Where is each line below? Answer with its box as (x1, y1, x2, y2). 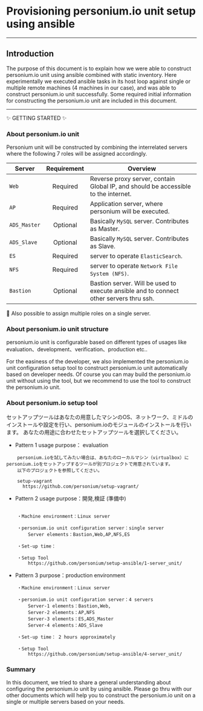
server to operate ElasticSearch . (89, 252, 183, 260)
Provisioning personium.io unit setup (6, 4, 196, 18)
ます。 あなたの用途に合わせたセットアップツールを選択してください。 (6, 428, 182, 435)
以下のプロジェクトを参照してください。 (17, 468, 103, 474)
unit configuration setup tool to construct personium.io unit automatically (6, 365, 188, 372)
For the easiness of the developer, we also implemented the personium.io (6, 358, 189, 365)
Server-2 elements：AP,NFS (28, 609, 95, 615)
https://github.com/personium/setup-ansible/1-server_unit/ (28, 560, 182, 566)
